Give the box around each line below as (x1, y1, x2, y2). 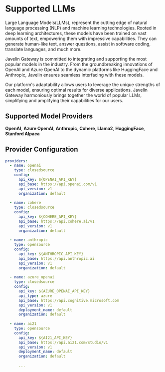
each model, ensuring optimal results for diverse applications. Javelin (5, 87, 148, 93)
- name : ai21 (9, 321, 37, 326)
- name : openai (9, 163, 41, 168)
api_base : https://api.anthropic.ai (18, 256, 95, 261)
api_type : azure (18, 293, 52, 298)
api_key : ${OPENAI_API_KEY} (18, 177, 77, 182)
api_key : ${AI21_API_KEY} (18, 335, 72, 340)
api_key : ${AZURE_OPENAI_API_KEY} (18, 289, 91, 294)
